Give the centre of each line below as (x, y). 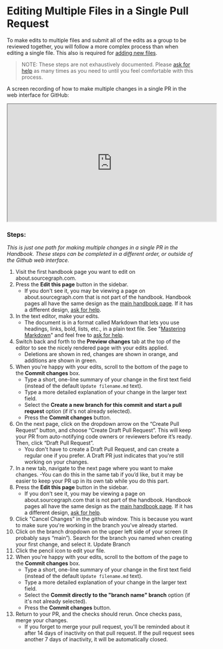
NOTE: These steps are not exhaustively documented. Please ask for (106, 64)
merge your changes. (42, 620)
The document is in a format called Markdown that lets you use (102, 323)
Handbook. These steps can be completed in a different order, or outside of (100, 254)
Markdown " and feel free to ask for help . (74, 335)
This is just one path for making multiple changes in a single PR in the (92, 248)
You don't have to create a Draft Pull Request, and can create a (102, 449)
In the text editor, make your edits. (57, 316)
